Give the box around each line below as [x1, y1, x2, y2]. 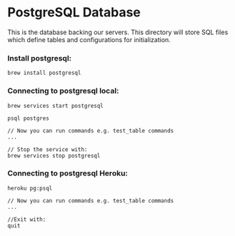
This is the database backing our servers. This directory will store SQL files [7, 28, 229, 36]
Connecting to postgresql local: [7, 86, 119, 96]
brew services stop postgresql [7, 152, 101, 159]
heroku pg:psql [7, 185, 53, 192]
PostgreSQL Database [7, 4, 141, 21]
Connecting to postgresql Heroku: [7, 168, 129, 178]
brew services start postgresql [7, 102, 104, 109]
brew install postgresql [7, 69, 81, 77]
